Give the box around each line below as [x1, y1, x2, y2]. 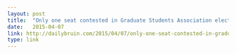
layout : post [7, 10, 46, 18]
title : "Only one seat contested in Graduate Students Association [7, 17, 212, 24]
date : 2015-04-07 [7, 23, 65, 30]
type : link [7, 36, 39, 43]
